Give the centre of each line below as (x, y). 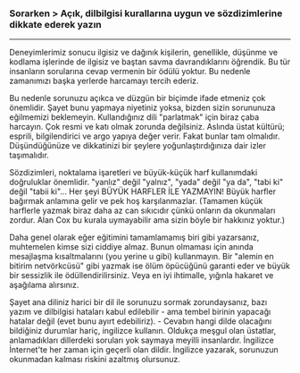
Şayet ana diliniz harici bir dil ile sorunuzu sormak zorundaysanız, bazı (138, 302)
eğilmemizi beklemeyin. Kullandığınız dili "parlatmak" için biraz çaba (134, 117)
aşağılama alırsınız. (44, 285)
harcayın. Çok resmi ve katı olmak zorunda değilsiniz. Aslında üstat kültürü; (147, 127)
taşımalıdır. (29, 156)
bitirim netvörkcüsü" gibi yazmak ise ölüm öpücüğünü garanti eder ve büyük (150, 266)
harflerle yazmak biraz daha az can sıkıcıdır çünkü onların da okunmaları (142, 211)
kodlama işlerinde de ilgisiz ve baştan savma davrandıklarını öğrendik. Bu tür (150, 62)
